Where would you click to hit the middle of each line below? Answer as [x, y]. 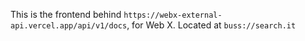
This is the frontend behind [66, 14]
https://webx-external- [173, 15]
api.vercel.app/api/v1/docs [69, 26]
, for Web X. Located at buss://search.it [211, 25]
